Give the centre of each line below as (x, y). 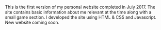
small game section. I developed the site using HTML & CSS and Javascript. (81, 17)
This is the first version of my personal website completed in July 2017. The (80, 7)
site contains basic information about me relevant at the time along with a (78, 12)
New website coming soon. (32, 22)
